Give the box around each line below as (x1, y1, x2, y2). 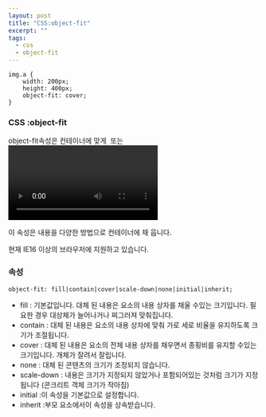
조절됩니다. (34, 330, 69, 340)
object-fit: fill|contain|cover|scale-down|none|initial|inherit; (8, 285, 233, 293)
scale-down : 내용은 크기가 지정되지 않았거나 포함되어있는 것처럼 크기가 (19, 370, 244, 380)
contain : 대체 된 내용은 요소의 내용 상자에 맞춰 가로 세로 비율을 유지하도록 (19, 320, 250, 329)
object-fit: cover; (22, 92, 88, 100)
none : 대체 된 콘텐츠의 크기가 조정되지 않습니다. (19, 360, 170, 369)
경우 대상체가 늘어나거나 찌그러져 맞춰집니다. (34, 310, 174, 320)
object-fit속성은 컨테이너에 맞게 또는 (8, 136, 123, 146)
